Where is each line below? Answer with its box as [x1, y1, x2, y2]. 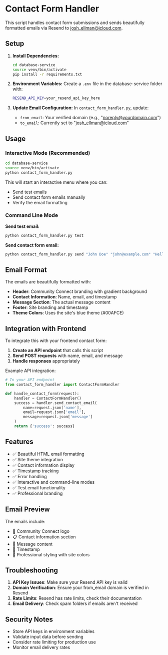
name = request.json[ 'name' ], [23, 405, 81, 410]
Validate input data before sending [12, 634, 83, 640]
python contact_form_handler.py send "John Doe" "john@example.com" [5, 251, 151, 257]
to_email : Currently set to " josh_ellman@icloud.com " [19, 120, 129, 126]
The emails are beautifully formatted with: [5, 279, 91, 285]
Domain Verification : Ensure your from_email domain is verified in [12, 584, 149, 591]
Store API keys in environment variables [12, 628, 95, 634]
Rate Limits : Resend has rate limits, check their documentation [12, 595, 142, 601]
